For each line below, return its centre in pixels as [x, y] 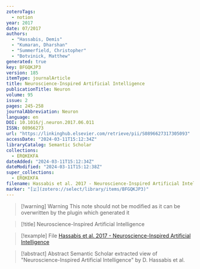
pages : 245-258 [25, 106]
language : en [22, 117]
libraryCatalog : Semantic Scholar [49, 145]
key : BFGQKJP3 [24, 67]
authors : [17, 34]
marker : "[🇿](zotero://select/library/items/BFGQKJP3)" [77, 189]
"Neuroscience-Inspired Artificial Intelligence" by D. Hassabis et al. [103, 259]
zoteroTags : [21, 12]
